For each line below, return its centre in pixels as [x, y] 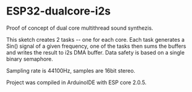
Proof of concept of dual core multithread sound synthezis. [80, 28]
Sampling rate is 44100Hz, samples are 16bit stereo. [71, 70]
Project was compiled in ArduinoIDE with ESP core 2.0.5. [76, 82]
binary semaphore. [30, 59]
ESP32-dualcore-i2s [59, 11]
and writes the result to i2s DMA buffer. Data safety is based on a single [96, 52]
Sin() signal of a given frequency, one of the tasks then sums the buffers [96, 46]
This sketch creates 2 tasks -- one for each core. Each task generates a [96, 39]
